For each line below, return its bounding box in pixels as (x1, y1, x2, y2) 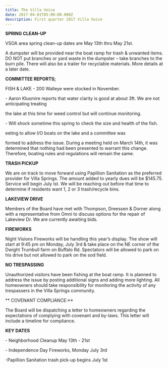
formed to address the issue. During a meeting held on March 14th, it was (5, 140, 158, 146)
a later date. (5, 66, 30, 72)
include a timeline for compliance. (5, 318, 76, 324)
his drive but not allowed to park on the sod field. (5, 252, 107, 258)
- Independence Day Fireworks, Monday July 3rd (5, 347, 107, 353)
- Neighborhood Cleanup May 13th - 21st (5, 337, 90, 343)
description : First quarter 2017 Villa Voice (5, 17, 102, 22)
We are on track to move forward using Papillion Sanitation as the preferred (5, 170, 162, 176)
